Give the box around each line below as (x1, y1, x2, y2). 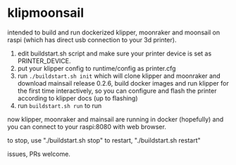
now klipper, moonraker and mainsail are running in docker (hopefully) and (7, 114, 224, 124)
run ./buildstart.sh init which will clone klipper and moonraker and (17, 72, 221, 80)
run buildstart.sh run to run (17, 101, 102, 110)
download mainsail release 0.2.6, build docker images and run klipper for (17, 79, 229, 87)
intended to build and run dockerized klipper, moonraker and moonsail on (7, 28, 221, 37)
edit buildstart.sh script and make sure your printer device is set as (17, 49, 212, 58)
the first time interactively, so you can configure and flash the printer (17, 86, 217, 95)
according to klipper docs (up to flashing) (17, 93, 139, 103)
